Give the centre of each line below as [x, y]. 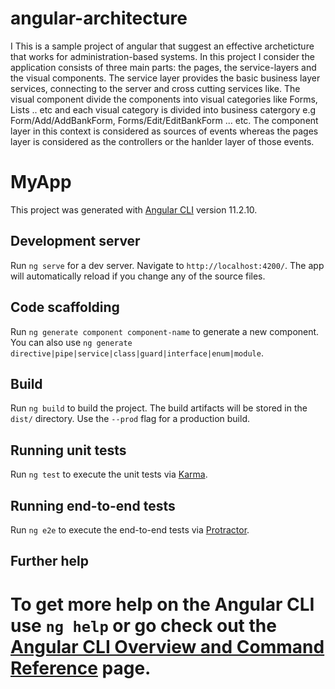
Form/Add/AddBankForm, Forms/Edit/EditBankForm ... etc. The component [164, 120]
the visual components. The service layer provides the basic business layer [165, 78]
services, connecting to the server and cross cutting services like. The [155, 88]
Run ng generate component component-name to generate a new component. [165, 331]
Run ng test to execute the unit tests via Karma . [109, 474]
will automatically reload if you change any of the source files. [138, 276]
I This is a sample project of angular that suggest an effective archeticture [162, 46]
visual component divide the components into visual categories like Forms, [164, 99]
